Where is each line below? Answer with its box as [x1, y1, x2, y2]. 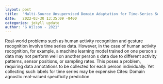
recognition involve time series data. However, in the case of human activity [5, 43, 157, 49]
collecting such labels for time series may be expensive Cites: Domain [5, 69, 145, 74]
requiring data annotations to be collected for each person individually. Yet [5, 63, 154, 70]
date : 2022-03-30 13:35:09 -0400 [5, 16, 77, 21]
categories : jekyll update [5, 20, 60, 25]
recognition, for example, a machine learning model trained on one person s [5, 48, 157, 54]
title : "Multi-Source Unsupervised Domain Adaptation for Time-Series [5, 12, 153, 16]
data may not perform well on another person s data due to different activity [5, 53, 157, 59]
